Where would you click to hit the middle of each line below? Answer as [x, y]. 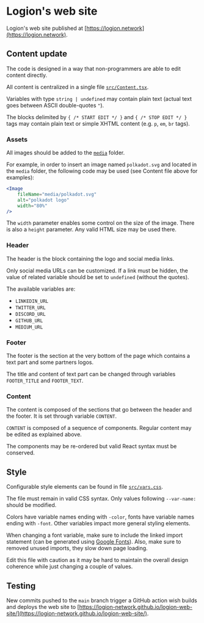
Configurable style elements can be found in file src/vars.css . [85, 487]
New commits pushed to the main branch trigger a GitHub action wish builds [102, 600]
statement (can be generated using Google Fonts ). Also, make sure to [94, 542]
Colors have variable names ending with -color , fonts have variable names [100, 517]
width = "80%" [32, 206]
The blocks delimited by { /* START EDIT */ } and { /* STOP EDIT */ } [97, 117]
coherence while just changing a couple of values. [70, 567]
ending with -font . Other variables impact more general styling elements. [98, 523]
